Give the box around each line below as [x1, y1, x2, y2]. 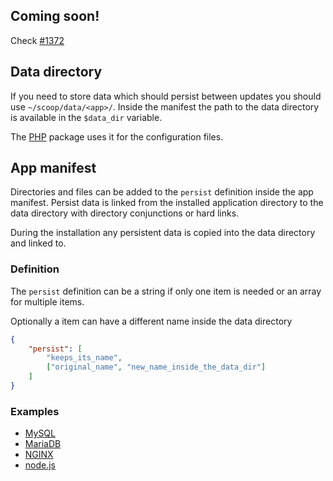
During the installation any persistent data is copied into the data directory [10, 227, 316, 239]
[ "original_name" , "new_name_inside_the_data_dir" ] [46, 362, 267, 373]
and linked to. [10, 237, 67, 249]
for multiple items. [10, 295, 85, 308]
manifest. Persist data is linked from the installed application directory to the [10, 197, 324, 209]
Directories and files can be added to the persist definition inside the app [10, 186, 314, 198]
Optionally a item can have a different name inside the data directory [10, 315, 293, 327]
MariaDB [24, 438, 62, 450]
